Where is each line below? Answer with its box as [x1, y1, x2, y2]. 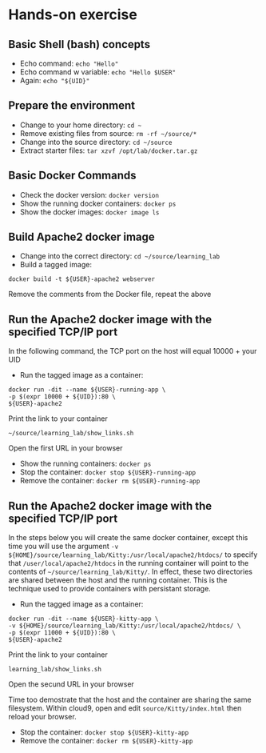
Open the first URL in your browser [8, 443, 123, 453]
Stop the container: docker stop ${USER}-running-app [19, 467, 197, 477]
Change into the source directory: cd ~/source [19, 137, 173, 146]
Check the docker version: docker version [19, 190, 160, 199]
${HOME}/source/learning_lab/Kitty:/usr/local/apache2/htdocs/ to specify [8, 550, 258, 559]
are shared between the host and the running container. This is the [8, 575, 228, 585]
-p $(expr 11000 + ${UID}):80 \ [8, 629, 116, 637]
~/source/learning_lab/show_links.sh [8, 430, 134, 438]
